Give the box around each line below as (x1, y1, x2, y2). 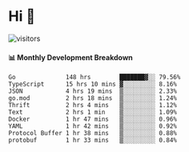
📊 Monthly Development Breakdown (8, 52, 134, 62)
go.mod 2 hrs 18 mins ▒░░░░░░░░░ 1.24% (8, 94, 178, 102)
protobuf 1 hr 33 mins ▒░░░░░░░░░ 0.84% (8, 136, 178, 145)
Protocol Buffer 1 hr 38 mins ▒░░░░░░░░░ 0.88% (8, 130, 178, 138)
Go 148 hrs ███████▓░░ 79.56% (8, 74, 181, 82)
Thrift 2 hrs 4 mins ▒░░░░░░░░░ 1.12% (8, 102, 178, 110)
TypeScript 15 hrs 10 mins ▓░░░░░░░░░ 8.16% (8, 80, 178, 89)
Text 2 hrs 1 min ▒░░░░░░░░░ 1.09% (8, 108, 178, 117)
